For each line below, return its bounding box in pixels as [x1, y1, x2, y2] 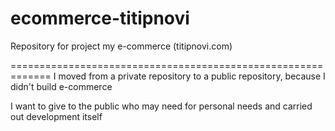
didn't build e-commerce [10, 80, 113, 92]
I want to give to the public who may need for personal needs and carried [10, 100, 313, 112]
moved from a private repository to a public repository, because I [58, 70, 326, 82]
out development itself [10, 110, 103, 122]
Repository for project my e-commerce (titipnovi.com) [10, 40, 233, 52]
